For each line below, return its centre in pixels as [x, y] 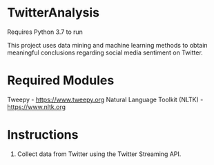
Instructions [43, 135]
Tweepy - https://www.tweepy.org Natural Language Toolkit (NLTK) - [105, 99]
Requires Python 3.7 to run [45, 32]
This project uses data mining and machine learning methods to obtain [108, 45]
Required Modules [61, 80]
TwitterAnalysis [53, 13]
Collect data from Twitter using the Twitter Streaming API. [99, 154]
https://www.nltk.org [37, 107]
